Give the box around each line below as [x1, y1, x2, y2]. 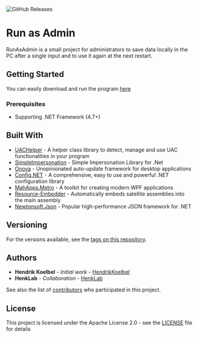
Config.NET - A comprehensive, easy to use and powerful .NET [14, 171, 170, 178]
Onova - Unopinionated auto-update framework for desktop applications [14, 165, 192, 172]
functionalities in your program [14, 152, 90, 159]
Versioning [6, 220, 47, 230]
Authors [6, 253, 37, 263]
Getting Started [6, 69, 64, 79]
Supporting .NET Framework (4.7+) [14, 113, 100, 121]
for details [6, 326, 31, 333]
